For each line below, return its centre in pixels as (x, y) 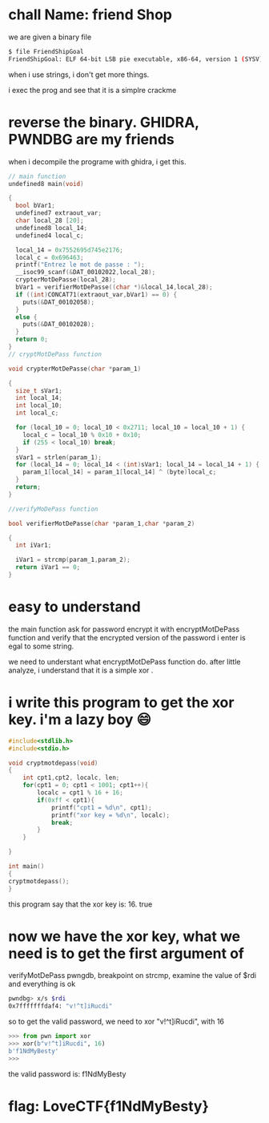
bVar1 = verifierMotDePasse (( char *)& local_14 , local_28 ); (114, 287)
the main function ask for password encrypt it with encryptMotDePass (124, 629)
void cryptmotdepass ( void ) (53, 763)
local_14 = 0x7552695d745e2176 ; (70, 250)
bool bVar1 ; (36, 206)
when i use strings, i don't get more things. (79, 75)
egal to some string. (41, 646)
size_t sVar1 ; (39, 390)
